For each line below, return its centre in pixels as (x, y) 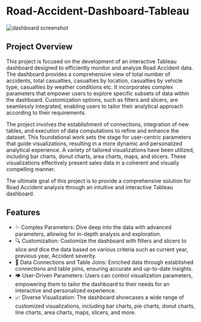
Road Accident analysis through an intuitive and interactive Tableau (90, 187)
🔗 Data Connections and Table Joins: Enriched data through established (104, 262)
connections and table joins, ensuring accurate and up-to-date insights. (104, 268)
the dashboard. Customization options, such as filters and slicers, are (92, 99)
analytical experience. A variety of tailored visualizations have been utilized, (100, 150)
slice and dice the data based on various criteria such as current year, (101, 249)
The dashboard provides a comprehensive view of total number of (88, 74)
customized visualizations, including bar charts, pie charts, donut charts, (105, 306)
